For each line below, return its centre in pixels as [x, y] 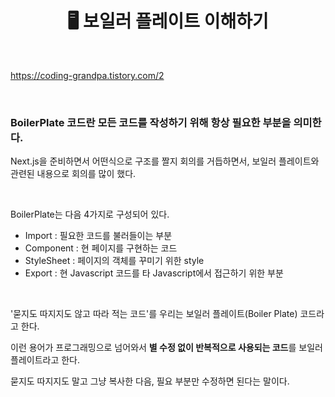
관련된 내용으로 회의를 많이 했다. [73, 174]
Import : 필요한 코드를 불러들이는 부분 [98, 236]
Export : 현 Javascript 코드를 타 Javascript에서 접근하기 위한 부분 [154, 273]
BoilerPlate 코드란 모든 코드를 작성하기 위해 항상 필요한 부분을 [151, 122]
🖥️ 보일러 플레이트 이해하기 [168, 21]
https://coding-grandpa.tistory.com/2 [87, 75]
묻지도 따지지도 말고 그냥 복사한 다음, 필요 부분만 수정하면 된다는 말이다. [150, 381]
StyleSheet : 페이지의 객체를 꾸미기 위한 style [114, 261]
